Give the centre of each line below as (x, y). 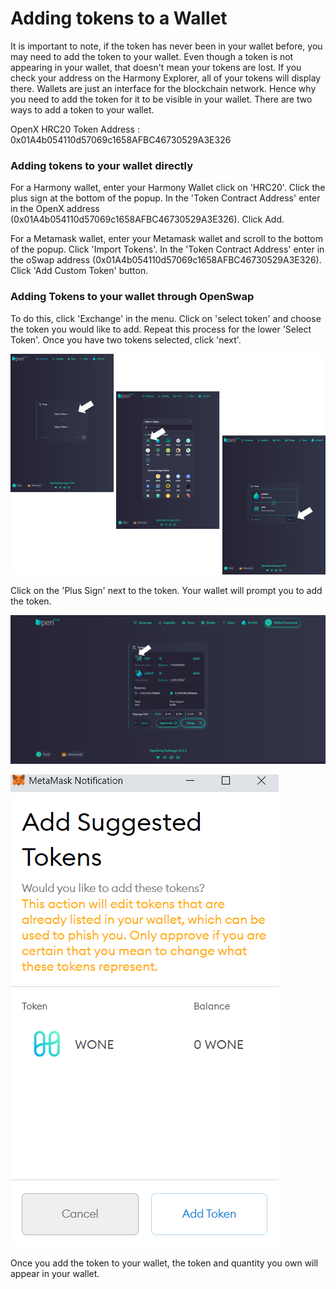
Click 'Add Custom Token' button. (79, 271)
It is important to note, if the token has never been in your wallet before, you (166, 46)
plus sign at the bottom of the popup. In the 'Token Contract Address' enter (165, 198)
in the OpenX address (55, 209)
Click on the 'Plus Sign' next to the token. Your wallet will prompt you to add (166, 590)
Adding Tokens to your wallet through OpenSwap (132, 297)
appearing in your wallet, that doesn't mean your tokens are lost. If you (156, 67)
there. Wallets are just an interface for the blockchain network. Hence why (163, 88)
